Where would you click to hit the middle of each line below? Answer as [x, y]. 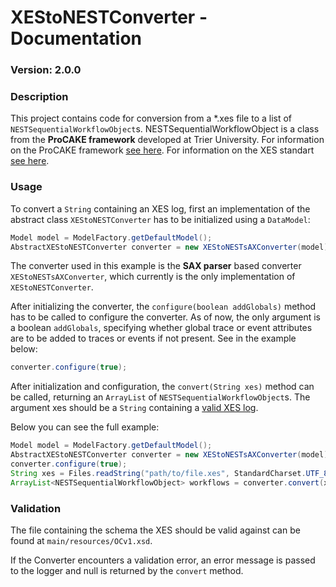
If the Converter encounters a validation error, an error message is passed [163, 560]
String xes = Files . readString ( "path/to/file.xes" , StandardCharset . [158, 473]
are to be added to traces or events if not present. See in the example [153, 338]
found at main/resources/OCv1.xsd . [81, 540]
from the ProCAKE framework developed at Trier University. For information [167, 140]
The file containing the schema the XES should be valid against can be [155, 530]
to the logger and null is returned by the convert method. [127, 570]
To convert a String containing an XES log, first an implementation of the [160, 208]
